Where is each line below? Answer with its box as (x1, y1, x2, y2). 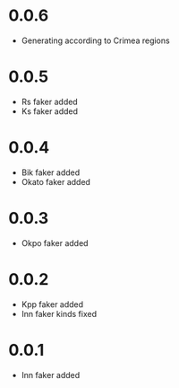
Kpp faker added (21, 298, 84, 310)
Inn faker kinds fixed (21, 308, 98, 319)
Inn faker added (21, 369, 81, 380)
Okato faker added (21, 176, 91, 187)
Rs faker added (21, 96, 78, 107)
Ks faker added (21, 105, 78, 117)
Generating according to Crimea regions (21, 35, 171, 46)
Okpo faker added (21, 237, 89, 248)
